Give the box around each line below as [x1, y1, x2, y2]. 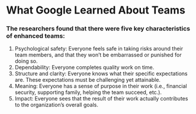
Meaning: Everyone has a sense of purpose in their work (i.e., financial [14, 83, 188, 90]
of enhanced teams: [6, 32, 65, 40]
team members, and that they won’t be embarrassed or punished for [14, 51, 182, 59]
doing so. [14, 58, 38, 65]
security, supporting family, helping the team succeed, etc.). [14, 89, 162, 96]
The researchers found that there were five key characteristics [6, 25, 191, 33]
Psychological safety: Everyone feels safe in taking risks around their [14, 45, 184, 52]
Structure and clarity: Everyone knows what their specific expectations [14, 70, 188, 77]
